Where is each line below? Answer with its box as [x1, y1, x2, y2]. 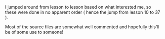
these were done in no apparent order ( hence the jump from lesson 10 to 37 [5, 9, 161, 15]
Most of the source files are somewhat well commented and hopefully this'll [5, 24, 160, 30]
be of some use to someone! [5, 29, 63, 35]
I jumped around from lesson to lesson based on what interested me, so [5, 4, 152, 10]
